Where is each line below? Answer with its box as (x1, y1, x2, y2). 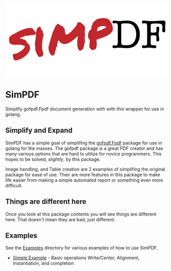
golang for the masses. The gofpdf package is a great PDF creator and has (5, 145, 163, 151)
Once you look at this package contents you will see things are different (5, 211, 157, 217)
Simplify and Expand (5, 126, 73, 135)
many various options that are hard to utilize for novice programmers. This (5, 150, 162, 157)
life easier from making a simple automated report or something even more (5, 177, 163, 183)
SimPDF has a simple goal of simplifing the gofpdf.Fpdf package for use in (5, 140, 162, 146)
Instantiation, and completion (12, 260, 74, 266)
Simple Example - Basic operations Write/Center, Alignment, (12, 255, 140, 261)
